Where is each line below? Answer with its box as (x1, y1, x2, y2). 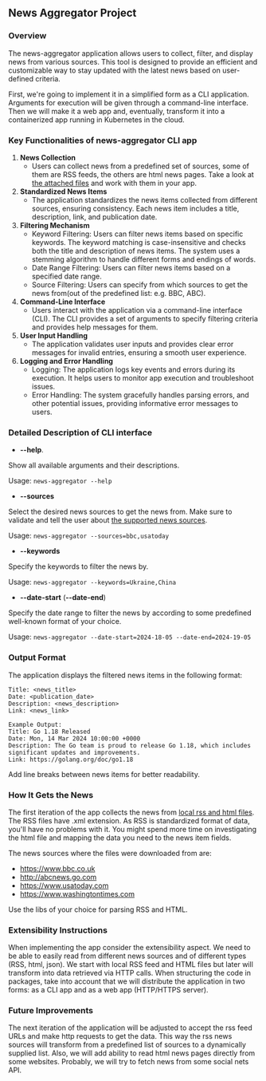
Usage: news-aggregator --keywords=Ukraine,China (8, 578, 177, 587)
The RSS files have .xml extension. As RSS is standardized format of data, (8, 815, 250, 825)
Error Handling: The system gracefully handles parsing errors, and (31, 390, 249, 400)
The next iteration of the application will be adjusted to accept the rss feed (8, 1023, 252, 1032)
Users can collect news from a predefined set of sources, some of (31, 161, 249, 171)
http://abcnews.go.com (19, 872, 97, 882)
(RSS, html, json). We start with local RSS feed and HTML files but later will (8, 960, 253, 969)
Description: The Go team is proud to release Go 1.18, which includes (8, 741, 251, 749)
